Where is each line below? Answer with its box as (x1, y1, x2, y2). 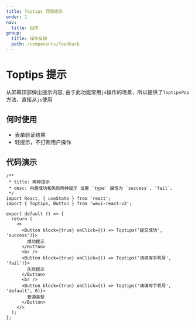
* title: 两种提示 (8, 179, 50, 185)
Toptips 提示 (6, 68, 67, 82)
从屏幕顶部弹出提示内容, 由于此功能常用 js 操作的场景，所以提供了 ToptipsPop (6, 88, 189, 95)
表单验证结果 (14, 131, 46, 138)
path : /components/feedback (11, 41, 80, 47)
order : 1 (6, 14, 28, 20)
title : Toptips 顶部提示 (6, 8, 63, 15)
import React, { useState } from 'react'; (6, 196, 111, 202)
